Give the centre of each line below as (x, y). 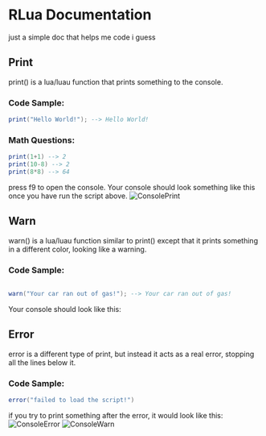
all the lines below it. (42, 362)
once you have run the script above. (68, 196)
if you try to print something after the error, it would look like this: (116, 415)
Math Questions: (41, 140)
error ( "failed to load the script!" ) (72, 400)
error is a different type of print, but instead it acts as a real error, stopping (131, 354)
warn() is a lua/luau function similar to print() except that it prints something (133, 240)
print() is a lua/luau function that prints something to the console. (116, 81)
